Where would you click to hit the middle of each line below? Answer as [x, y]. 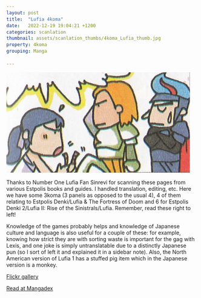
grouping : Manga [27, 51]
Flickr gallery [22, 276]
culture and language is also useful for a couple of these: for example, [94, 233]
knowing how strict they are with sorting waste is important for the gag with [100, 239]
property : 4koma [27, 45]
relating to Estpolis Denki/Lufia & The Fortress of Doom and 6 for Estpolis [97, 201]
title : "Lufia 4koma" [35, 19]
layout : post [23, 13]
